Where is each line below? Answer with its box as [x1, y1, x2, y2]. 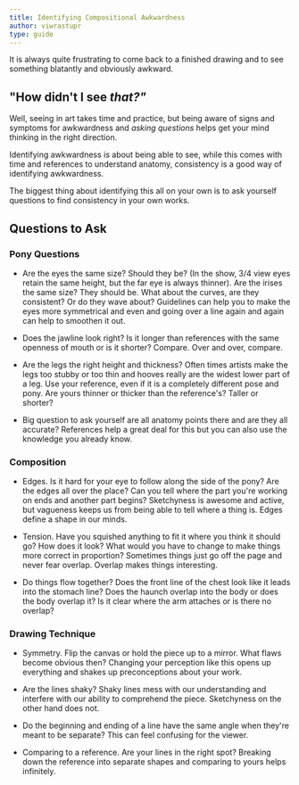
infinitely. [21, 766, 56, 777]
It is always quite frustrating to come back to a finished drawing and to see [9, 54, 284, 65]
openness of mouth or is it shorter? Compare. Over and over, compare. [21, 342, 283, 352]
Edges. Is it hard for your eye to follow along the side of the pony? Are [21, 476, 279, 487]
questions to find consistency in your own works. [9, 195, 190, 206]
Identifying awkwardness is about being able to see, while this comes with [9, 149, 283, 161]
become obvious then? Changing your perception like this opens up [21, 657, 271, 668]
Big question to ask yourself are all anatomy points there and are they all [21, 414, 288, 425]
